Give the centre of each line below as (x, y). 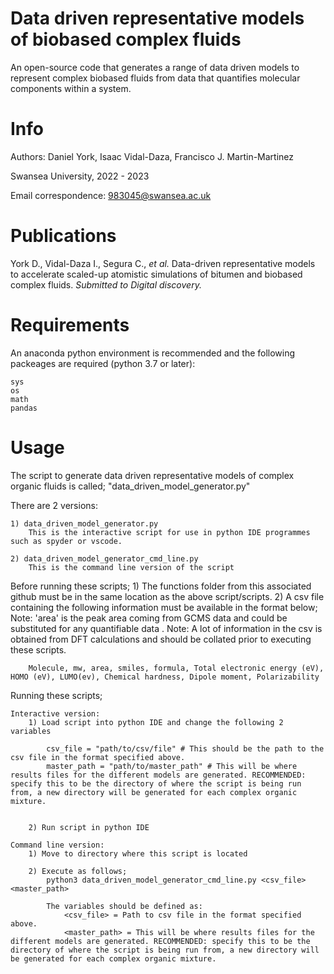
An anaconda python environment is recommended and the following (153, 353)
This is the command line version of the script (131, 567)
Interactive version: (55, 713)
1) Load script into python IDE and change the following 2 (156, 722)
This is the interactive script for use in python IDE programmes (169, 532)
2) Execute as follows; (78, 871)
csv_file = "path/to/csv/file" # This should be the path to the (185, 748)
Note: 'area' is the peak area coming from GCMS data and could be (149, 618)
